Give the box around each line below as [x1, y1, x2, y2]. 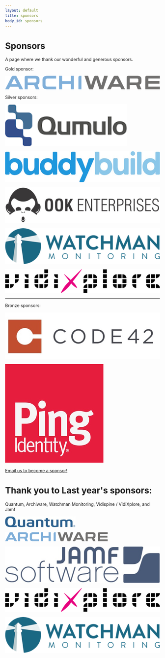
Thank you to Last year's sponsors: [5, 485, 152, 496]
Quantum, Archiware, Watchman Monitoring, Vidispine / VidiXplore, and [5, 501, 150, 507]
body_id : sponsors [5, 18, 43, 23]
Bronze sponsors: [5, 303, 41, 309]
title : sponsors [5, 13, 38, 18]
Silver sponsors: [5, 94, 38, 101]
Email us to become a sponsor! [5, 467, 68, 473]
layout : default [5, 8, 38, 13]
